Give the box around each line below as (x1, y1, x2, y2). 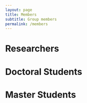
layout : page (5, 7, 32, 13)
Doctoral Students (5, 66, 82, 77)
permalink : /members (5, 21, 48, 27)
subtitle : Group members (5, 17, 57, 22)
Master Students (5, 89, 76, 100)
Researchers (5, 43, 59, 54)
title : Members (5, 12, 37, 17)
